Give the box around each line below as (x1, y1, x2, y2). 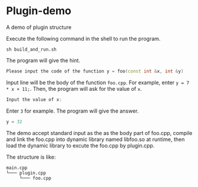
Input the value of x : (6, 96, 62, 103)
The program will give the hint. (6, 57, 81, 64)
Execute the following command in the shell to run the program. (6, 35, 161, 42)
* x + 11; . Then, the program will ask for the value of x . (6, 85, 142, 92)
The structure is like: (6, 153, 56, 160)
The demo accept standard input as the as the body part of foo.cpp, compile (6, 129, 193, 136)
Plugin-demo (6, 4, 72, 18)
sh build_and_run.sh (6, 46, 57, 53)
